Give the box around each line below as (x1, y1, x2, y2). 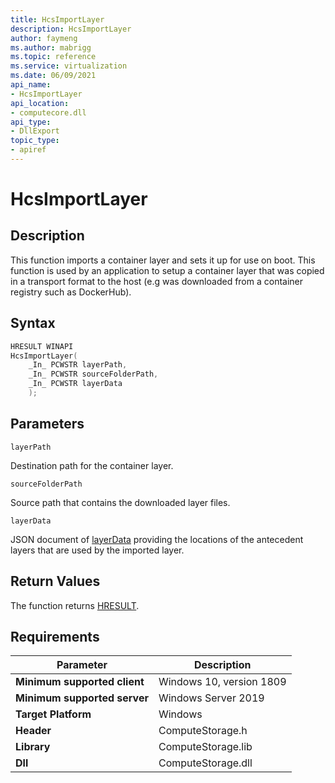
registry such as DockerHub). (10, 286, 132, 298)
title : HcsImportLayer (10, 14, 105, 25)
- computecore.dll (10, 107, 87, 118)
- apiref (10, 145, 47, 155)
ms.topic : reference (10, 52, 97, 62)
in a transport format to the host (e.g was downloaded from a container (10, 275, 304, 287)
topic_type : (10, 136, 60, 146)
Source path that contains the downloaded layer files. (10, 496, 231, 508)
